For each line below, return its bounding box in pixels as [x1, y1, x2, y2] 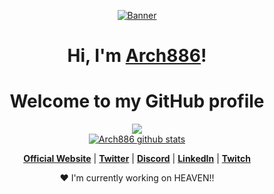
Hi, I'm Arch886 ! [67, 45, 207, 67]
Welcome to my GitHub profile [9, 90, 265, 113]
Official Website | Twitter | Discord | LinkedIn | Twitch [23, 153, 251, 165]
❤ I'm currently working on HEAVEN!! [59, 172, 215, 184]
